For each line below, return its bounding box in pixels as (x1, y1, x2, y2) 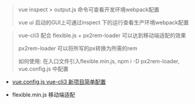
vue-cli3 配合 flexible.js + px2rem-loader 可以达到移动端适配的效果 (18, 32, 186, 39)
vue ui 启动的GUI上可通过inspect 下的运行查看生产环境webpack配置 (18, 19, 189, 26)
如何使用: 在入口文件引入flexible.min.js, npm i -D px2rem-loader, (18, 58, 180, 64)
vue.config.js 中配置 (18, 65, 69, 72)
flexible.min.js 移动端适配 (12, 91, 76, 98)
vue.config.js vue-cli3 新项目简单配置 (12, 78, 106, 85)
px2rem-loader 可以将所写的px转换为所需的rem (18, 45, 138, 52)
